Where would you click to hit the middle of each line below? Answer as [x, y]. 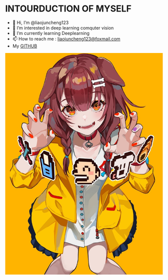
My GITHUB [25, 46]
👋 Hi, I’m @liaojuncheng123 [40, 22]
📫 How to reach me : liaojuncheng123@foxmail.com [66, 38]
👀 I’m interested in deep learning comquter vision [63, 27]
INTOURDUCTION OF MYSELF [68, 9]
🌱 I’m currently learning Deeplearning [51, 33]
